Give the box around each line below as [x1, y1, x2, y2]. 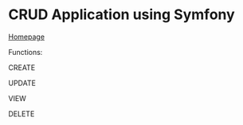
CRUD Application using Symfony [8, 6, 235, 24]
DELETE [8, 109, 35, 119]
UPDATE [8, 78, 36, 88]
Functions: [8, 47, 43, 57]
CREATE [8, 62, 36, 72]
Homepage [8, 32, 45, 41]
